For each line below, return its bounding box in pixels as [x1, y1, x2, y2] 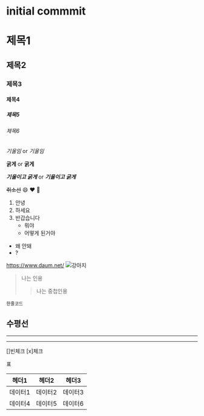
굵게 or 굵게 [6, 160, 35, 168]
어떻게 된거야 [24, 229, 56, 236]
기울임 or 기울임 [6, 147, 44, 154]
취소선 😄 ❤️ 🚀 [6, 186, 41, 193]
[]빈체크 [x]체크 [6, 347, 44, 355]
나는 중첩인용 [36, 287, 68, 295]
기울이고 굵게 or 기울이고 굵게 [6, 173, 76, 180]
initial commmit [6, 4, 86, 18]
